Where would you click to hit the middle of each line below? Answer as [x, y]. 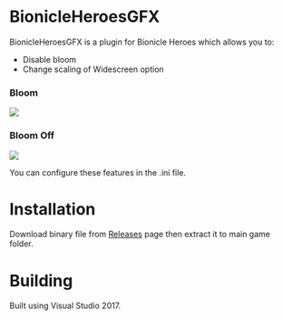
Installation [53, 209]
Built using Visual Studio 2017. [65, 305]
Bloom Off [32, 135]
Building [41, 280]
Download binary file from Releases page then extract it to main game [140, 235]
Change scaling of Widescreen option [93, 69]
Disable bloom [49, 59]
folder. [21, 244]
